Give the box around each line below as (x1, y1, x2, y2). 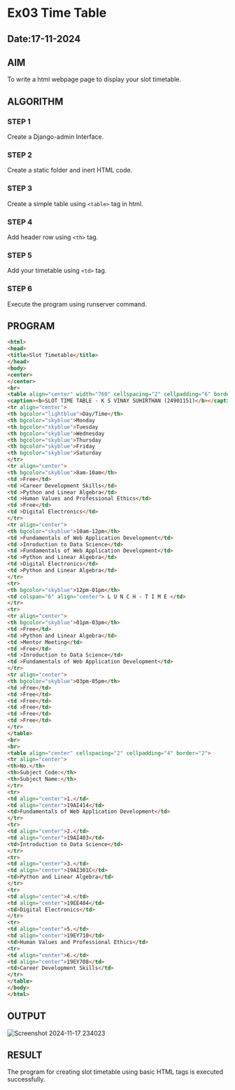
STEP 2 (7, 150, 33, 159)
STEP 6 (7, 284, 33, 294)
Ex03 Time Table (7, 5, 107, 21)
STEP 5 (7, 250, 33, 260)
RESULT (7, 1049, 43, 1061)
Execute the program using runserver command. (7, 300, 147, 308)
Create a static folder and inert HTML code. (7, 166, 133, 175)
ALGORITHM (7, 95, 64, 107)
